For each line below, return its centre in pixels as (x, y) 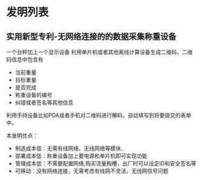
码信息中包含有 (25, 60)
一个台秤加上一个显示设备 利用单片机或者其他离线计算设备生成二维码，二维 (99, 52)
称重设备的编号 (33, 95)
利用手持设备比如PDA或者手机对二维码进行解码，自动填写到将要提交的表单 (99, 115)
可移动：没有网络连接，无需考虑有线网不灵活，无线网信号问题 (92, 171)
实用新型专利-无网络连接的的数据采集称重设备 (91, 36)
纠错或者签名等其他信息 (44, 102)
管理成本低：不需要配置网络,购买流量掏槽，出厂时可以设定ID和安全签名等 (106, 163)
